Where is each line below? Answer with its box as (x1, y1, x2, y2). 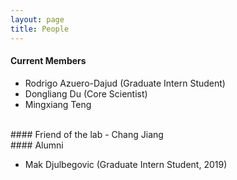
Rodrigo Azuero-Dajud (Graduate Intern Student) (24, 77, 226, 89)
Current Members (10, 55, 87, 67)
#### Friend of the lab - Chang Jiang (10, 128, 164, 140)
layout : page (10, 14, 65, 25)
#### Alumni (10, 139, 64, 151)
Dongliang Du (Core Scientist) (24, 87, 148, 100)
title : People (10, 24, 70, 34)
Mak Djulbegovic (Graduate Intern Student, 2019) (24, 158, 228, 170)
